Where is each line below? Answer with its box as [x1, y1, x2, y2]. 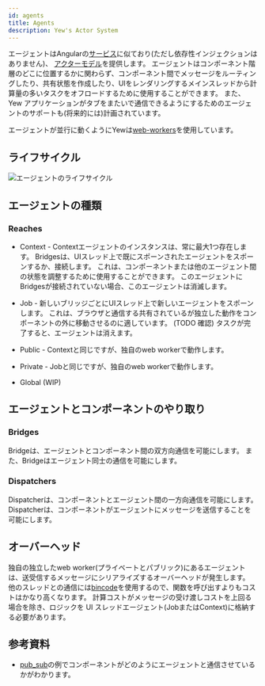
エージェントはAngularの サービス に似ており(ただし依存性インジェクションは [8, 49, 258, 59]
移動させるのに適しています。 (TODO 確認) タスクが [74, 318, 244, 327]
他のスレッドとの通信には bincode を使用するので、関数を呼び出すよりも [8, 582, 243, 592]
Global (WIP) [19, 377, 62, 387]
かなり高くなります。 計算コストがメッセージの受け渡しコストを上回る [21, 592, 252, 602]
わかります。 [33, 670, 75, 680]
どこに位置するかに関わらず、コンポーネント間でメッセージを [21, 69, 223, 78]
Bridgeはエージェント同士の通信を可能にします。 [21, 455, 182, 465]
